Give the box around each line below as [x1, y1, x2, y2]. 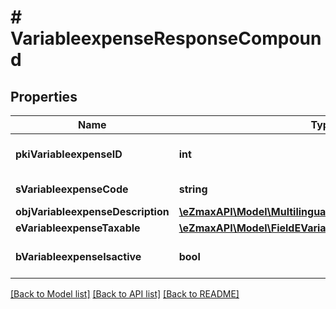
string [178, 182, 208, 196]
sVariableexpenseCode [15, 182, 129, 196]
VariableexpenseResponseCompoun [10, 27, 322, 50]
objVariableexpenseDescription [15, 205, 170, 218]
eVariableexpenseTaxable [15, 221, 141, 235]
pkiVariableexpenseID [15, 147, 123, 161]
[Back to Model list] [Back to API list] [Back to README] [10, 288, 240, 300]
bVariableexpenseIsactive [15, 250, 142, 263]
